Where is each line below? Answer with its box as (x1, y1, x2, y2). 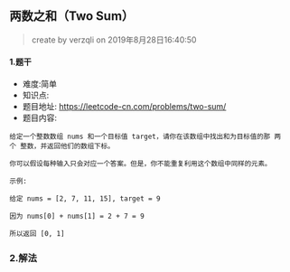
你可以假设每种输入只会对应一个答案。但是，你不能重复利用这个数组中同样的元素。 (9, 159, 272, 169)
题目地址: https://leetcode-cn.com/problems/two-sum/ (22, 101, 227, 112)
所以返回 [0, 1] (9, 230, 65, 239)
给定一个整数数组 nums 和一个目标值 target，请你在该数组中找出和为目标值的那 (9, 132, 271, 142)
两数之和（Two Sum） (9, 8, 135, 24)
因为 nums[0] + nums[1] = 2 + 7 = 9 (9, 211, 145, 221)
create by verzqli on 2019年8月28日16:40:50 (31, 34, 197, 45)
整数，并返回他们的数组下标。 (20, 142, 115, 151)
